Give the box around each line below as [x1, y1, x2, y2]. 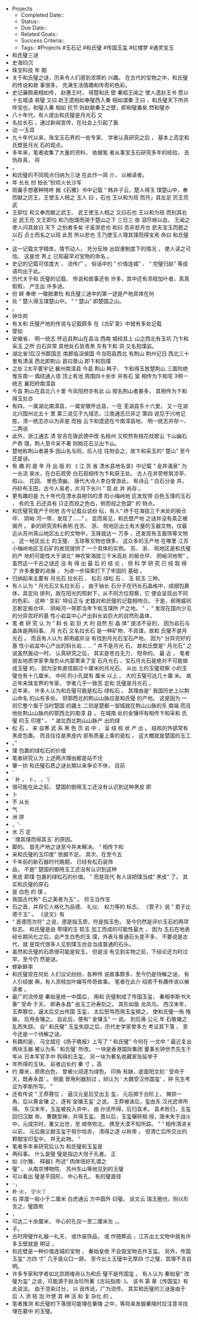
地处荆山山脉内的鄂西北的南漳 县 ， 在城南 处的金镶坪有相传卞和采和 [11, 709, 181, 717]
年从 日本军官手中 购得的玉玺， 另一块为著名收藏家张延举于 [11, 1053, 159, 1060]
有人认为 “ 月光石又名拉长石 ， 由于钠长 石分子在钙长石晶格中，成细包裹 [11, 582, 190, 589]
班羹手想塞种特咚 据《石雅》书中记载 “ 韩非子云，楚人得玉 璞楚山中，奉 [11, 186, 188, 194]
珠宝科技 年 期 [11, 67, 47, 74]
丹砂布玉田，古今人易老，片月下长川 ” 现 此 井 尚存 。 [11, 485, 144, 492]
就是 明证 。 [28, 1240, 57, 1247]
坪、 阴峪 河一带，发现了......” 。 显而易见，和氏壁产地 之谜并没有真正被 [11, 515, 188, 522]
